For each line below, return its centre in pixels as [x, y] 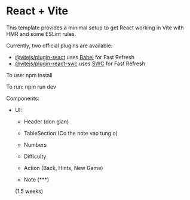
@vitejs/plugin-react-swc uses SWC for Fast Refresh [80, 63]
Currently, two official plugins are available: [59, 46]
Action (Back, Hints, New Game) [63, 168]
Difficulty [35, 156]
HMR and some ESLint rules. [41, 34]
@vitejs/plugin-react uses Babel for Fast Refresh [75, 57]
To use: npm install [29, 75]
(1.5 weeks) [29, 191]
